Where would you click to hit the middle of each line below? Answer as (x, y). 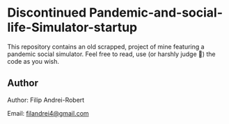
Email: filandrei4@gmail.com (48, 113)
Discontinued (47, 13)
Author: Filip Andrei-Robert (46, 100)
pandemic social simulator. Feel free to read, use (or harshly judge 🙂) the (111, 54)
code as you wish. (33, 61)
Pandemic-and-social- (156, 13)
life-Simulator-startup (72, 27)
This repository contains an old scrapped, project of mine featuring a (106, 46)
